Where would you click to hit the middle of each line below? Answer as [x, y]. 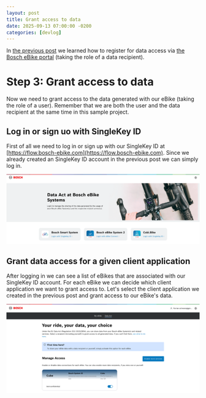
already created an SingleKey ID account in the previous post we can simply [102, 159]
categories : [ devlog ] [34, 33]
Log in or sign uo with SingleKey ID [74, 131]
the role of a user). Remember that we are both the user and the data [93, 106]
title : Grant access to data [44, 19]
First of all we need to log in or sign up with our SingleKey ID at [86, 146]
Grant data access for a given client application [98, 261]
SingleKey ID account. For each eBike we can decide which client [89, 283]
